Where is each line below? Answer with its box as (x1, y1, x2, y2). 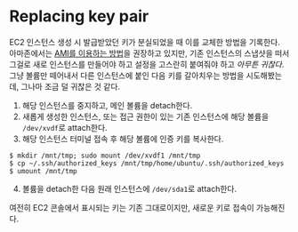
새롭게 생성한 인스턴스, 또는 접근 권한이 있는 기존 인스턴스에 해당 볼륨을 (21, 111, 270, 122)
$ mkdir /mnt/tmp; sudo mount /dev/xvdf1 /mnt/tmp (9, 151, 201, 160)
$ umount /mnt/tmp (9, 166, 77, 175)
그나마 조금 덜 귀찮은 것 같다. (20, 81, 121, 92)
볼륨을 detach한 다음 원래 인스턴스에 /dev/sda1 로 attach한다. (21, 183, 238, 194)
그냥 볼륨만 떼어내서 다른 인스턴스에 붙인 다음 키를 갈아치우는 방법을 (9, 69, 245, 81)
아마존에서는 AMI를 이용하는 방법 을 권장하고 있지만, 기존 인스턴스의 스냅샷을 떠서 (9, 47, 290, 59)
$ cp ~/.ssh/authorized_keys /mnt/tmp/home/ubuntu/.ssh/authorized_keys (9, 158, 285, 168)
